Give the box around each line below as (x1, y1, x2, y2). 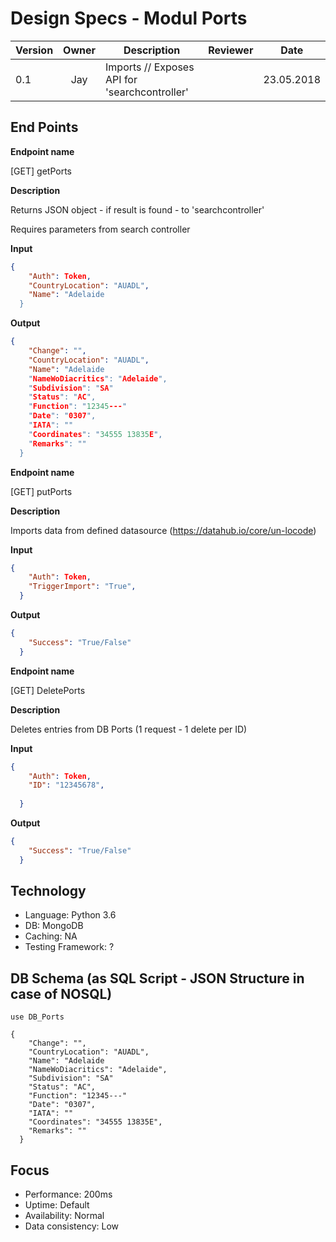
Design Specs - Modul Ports (10, 7, 248, 30)
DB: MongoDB (24, 920, 84, 932)
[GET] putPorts (10, 485, 73, 497)
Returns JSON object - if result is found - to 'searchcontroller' (10, 203, 265, 216)
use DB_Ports (10, 1012, 65, 1022)
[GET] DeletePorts (10, 684, 86, 696)
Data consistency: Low (24, 1220, 119, 1232)
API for (105, 72, 138, 86)
